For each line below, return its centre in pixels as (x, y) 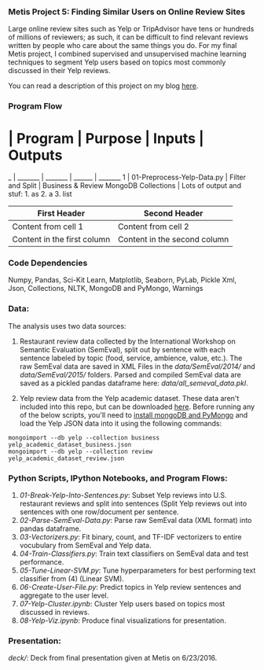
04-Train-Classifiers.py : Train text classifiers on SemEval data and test (134, 554)
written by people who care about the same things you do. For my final (123, 46)
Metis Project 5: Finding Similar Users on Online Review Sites (127, 12)
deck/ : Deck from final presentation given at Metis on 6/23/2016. (113, 658)
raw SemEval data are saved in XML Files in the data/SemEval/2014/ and (137, 366)
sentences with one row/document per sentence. (99, 512)
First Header (61, 213)
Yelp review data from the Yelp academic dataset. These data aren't (129, 398)
